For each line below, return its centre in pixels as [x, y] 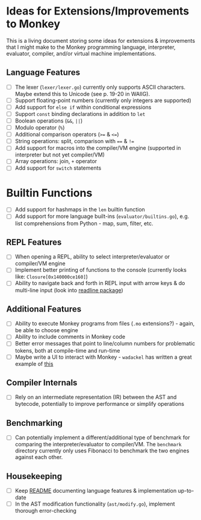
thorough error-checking [46, 511]
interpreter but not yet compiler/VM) [60, 155]
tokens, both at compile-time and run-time [67, 350]
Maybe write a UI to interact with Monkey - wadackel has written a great [103, 357]
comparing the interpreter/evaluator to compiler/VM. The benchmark [98, 445]
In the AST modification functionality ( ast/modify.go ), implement [95, 504]
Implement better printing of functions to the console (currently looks [100, 270]
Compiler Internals [42, 383]
